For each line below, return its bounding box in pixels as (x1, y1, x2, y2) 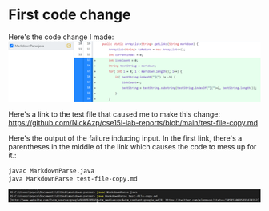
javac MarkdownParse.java (8, 167, 94, 175)
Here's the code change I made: (8, 32, 114, 42)
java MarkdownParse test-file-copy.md (8, 175, 138, 183)
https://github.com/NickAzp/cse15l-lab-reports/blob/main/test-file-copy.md (8, 118, 259, 128)
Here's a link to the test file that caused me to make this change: (8, 109, 220, 119)
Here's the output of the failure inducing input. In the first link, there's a (8, 133, 243, 143)
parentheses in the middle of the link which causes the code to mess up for (8, 142, 257, 152)
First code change (8, 6, 131, 24)
